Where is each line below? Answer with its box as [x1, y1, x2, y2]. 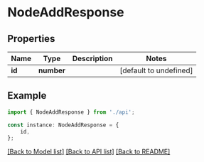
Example [7, 90, 47, 102]
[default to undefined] [119, 65, 193, 75]
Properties [7, 33, 55, 45]
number [38, 65, 66, 75]
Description [72, 54, 113, 63]
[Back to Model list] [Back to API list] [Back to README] [7, 147, 171, 156]
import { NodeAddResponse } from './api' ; [7, 108, 135, 116]
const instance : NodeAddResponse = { [7, 121, 119, 129]
